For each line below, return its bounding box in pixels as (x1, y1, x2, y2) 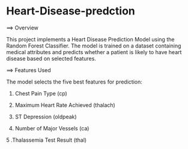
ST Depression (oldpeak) (14, 113, 77, 120)
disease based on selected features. (6, 55, 96, 62)
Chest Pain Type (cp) (14, 90, 67, 97)
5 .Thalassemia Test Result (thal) (6, 136, 87, 144)
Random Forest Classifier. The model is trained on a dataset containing (6, 42, 181, 49)
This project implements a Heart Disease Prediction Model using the (6, 35, 175, 43)
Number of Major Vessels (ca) (14, 124, 89, 132)
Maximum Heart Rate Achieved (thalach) (14, 101, 115, 109)
